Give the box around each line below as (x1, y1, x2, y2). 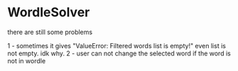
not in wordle (7, 56, 46, 65)
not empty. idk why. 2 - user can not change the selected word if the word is (7, 49, 231, 58)
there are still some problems (7, 28, 93, 36)
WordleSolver (7, 4, 90, 21)
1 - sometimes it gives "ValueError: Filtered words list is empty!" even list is (7, 41, 226, 50)
